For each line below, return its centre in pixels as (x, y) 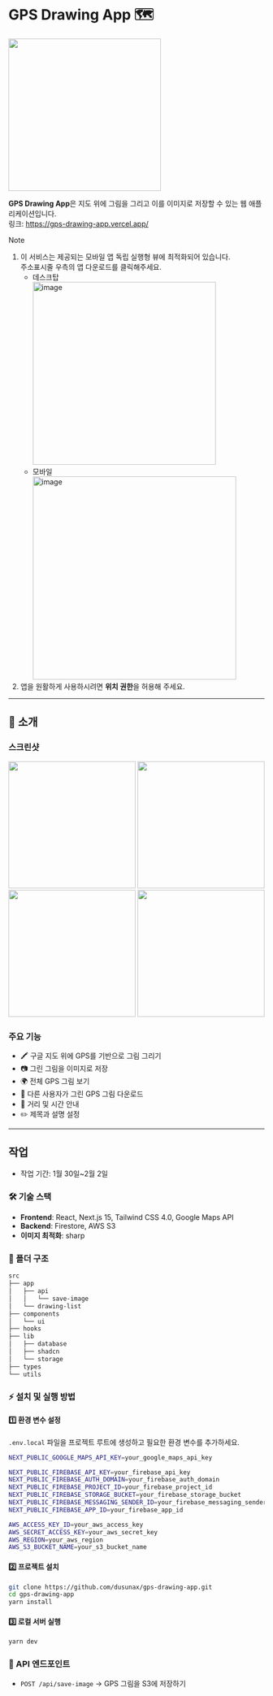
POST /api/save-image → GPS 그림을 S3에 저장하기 (103, 1683)
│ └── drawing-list (45, 1306)
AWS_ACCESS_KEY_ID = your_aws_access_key (76, 1525)
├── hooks (25, 1329)
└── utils (25, 1374)
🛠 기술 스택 (30, 1196)
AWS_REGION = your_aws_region (56, 1540)
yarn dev (23, 1642)
